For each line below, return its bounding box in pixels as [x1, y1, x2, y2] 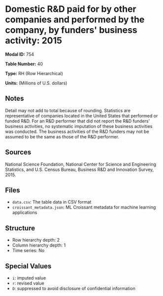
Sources [5, 148, 32, 157]
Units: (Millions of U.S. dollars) [5, 80, 67, 86]
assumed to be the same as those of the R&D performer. [5, 133, 120, 139]
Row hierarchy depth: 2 [12, 237, 60, 243]
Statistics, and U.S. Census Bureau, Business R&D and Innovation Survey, [5, 167, 154, 172]
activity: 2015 [5, 35, 63, 46]
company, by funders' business [5, 25, 138, 36]
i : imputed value [12, 275, 46, 281]
